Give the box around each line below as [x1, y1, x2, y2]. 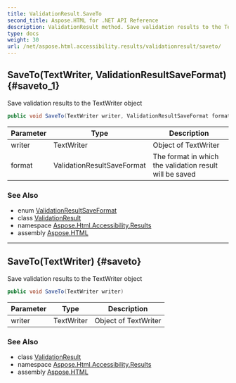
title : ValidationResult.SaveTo [7, 10, 102, 18]
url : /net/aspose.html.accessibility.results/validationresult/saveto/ [7, 43, 221, 50]
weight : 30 [7, 37, 39, 44]
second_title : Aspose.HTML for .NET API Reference [7, 17, 159, 24]
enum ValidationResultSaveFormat [17, 206, 117, 215]
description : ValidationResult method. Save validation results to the [7, 23, 221, 30]
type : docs [7, 30, 39, 37]
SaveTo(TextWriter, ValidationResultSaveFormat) [7, 69, 227, 81]
